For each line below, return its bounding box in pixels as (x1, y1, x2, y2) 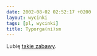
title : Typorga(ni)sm (6, 26, 62, 32)
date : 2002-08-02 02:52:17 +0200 (6, 9, 92, 15)
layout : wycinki (6, 15, 48, 21)
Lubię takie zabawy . (6, 43, 57, 50)
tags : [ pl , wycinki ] (6, 20, 59, 26)
